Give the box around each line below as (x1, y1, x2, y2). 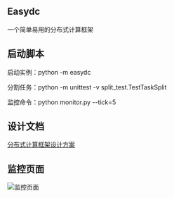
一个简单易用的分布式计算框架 (7, 25, 93, 34)
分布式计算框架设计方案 (7, 140, 75, 149)
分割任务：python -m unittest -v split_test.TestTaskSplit (7, 82, 167, 91)
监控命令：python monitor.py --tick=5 (7, 98, 116, 106)
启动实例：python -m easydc (7, 68, 91, 76)
